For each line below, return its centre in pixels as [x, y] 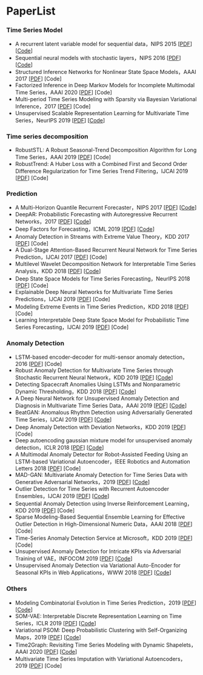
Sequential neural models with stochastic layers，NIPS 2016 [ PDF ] [98, 58]
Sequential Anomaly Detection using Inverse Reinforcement [89, 504]
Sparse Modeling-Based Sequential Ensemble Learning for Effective [100, 517]
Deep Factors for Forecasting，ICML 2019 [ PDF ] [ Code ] [85, 229]
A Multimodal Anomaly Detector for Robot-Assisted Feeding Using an [101, 454]
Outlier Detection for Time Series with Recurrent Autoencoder [92, 489]
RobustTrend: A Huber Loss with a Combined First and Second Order [101, 164]
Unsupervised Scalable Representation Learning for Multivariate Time [102, 113]
